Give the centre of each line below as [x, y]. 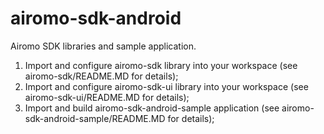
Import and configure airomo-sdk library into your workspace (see [161, 65]
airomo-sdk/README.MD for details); [101, 76]
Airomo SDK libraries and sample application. [103, 46]
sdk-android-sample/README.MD [95, 118]
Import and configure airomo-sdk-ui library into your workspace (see [166, 86]
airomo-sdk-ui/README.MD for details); [107, 97]
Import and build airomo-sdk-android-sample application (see [152, 108]
